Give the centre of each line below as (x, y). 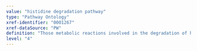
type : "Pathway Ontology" (38, 17)
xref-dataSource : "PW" (34, 28)
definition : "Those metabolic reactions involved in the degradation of (97, 33)
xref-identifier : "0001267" (40, 22)
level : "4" (19, 39)
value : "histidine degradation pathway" (56, 11)
